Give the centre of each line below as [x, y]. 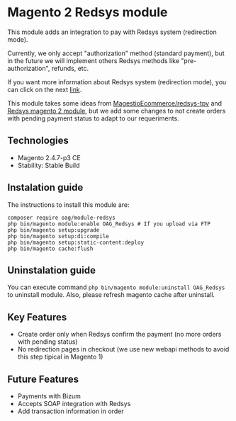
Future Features [43, 379]
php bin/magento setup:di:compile [58, 236]
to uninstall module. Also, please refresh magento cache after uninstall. [111, 295]
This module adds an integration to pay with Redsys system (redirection [112, 32]
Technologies [38, 141]
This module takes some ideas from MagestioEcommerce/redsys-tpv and [114, 103]
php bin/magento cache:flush [50, 249]
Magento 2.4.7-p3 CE [49, 157]
